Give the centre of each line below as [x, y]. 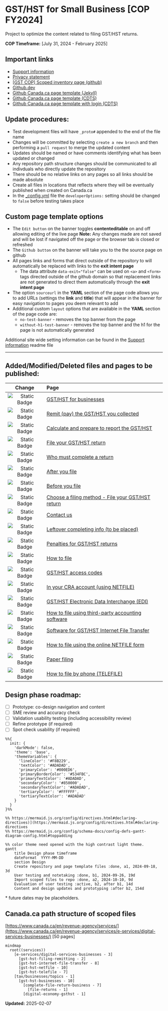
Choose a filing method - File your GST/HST [99, 497]
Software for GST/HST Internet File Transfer [98, 631]
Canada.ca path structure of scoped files [70, 914]
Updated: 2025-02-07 [28, 1003]
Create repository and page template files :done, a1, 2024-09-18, [86, 867]
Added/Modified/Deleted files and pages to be [79, 366]
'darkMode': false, [34, 748]
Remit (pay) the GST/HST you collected [93, 414]
